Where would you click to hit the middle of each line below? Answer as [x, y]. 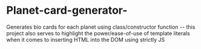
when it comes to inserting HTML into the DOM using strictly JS [86, 39]
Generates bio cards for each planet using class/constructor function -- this [101, 27]
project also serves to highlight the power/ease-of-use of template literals [98, 33]
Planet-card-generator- [67, 10]
